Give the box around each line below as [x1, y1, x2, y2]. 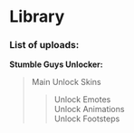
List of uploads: [9, 39, 80, 52]
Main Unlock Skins [31, 77, 101, 88]
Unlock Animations [53, 104, 125, 115]
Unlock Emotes [53, 94, 111, 105]
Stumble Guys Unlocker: [9, 59, 103, 70]
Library [9, 6, 65, 27]
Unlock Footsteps [53, 113, 120, 124]
